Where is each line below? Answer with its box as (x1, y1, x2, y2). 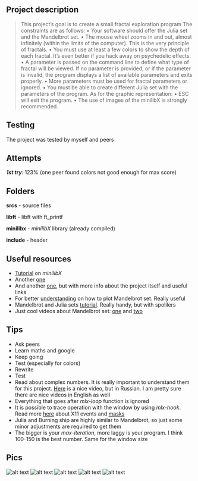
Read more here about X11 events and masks (14, 410, 125, 417)
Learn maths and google (14, 346, 76, 354)
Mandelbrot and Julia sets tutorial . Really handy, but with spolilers (14, 301, 177, 308)
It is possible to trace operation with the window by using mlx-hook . (14, 404, 181, 411)
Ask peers (14, 341, 40, 348)
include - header (6, 236, 48, 243)
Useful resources (6, 254, 71, 264)
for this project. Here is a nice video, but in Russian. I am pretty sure (14, 385, 181, 392)
